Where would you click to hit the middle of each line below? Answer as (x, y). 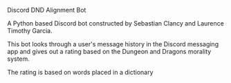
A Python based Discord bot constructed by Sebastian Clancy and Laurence (116, 23)
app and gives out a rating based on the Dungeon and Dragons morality (109, 52)
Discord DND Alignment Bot (47, 10)
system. (18, 59)
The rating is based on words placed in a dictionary (80, 72)
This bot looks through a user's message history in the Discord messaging (113, 44)
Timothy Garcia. (30, 31)
